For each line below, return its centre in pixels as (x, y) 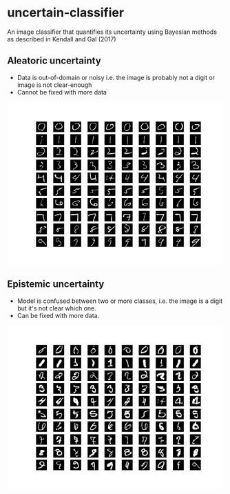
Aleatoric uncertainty (54, 61)
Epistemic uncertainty (56, 284)
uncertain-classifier (66, 13)
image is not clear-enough (54, 85)
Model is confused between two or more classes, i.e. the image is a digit (120, 301)
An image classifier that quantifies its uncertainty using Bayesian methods (112, 32)
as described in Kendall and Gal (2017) (62, 39)
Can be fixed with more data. (58, 315)
